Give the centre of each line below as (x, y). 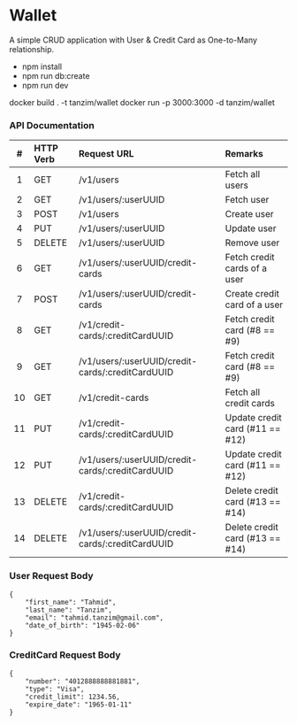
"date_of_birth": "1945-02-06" (83, 625)
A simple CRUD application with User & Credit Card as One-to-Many (133, 40)
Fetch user (247, 200)
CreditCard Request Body (65, 655)
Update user (251, 228)
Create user (249, 214)
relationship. (32, 49)
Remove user (252, 243)
